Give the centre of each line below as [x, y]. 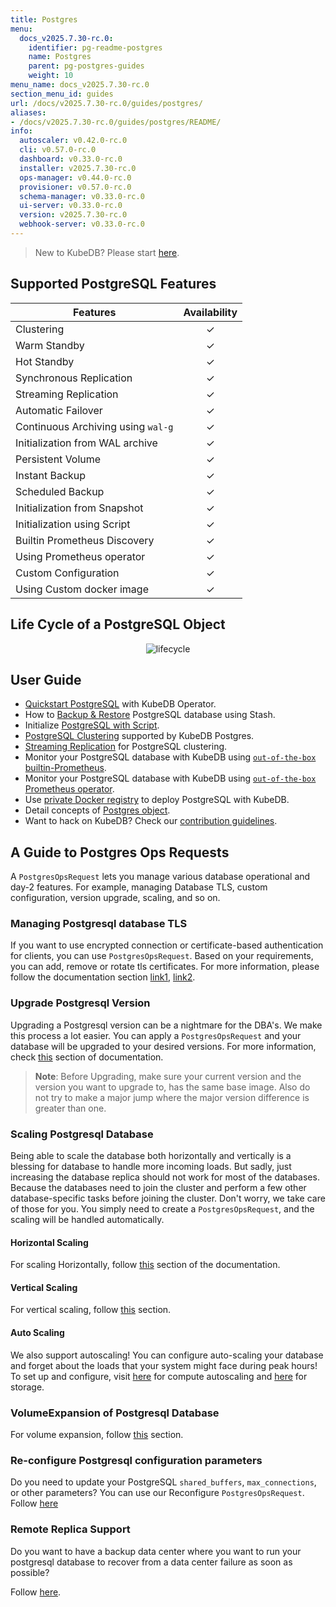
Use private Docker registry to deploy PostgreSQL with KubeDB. [157, 800]
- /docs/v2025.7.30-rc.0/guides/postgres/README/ [116, 122]
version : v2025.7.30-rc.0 [73, 215]
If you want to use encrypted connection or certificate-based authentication [167, 945]
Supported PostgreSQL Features [113, 284]
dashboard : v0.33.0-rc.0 [71, 159]
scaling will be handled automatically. [87, 1220]
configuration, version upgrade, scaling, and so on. [115, 898]
